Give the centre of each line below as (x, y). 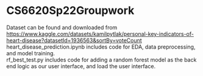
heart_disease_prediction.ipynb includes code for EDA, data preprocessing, (101, 47)
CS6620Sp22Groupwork (70, 11)
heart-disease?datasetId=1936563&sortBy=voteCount (74, 40)
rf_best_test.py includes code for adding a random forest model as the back (101, 60)
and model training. (31, 53)
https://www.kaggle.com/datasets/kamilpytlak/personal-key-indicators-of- (100, 33)
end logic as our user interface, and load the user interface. (81, 66)
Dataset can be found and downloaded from (62, 27)
